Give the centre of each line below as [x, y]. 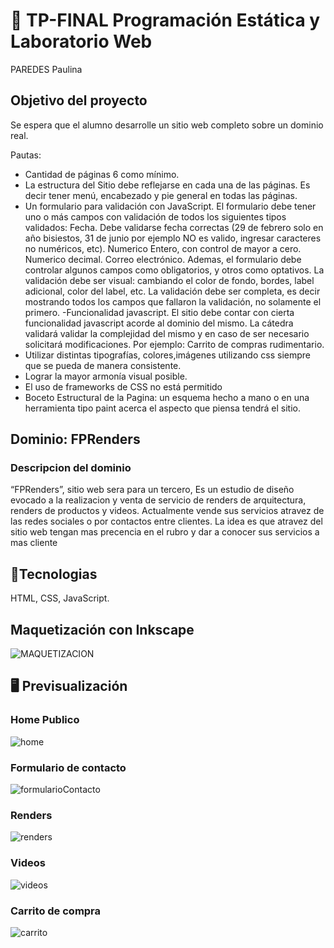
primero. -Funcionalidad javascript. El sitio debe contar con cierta [159, 312]
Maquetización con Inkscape [102, 629]
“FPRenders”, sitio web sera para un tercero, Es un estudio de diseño [152, 490]
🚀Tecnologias [54, 574]
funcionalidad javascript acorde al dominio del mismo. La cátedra [159, 323]
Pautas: [26, 155]
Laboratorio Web [81, 41]
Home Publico [45, 720]
